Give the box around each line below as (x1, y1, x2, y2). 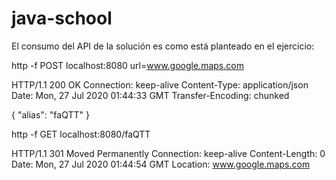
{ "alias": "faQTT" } (11, 108, 90, 121)
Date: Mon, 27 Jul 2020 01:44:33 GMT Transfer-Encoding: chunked (11, 89, 290, 101)
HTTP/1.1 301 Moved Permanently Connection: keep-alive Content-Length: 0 (11, 147, 326, 159)
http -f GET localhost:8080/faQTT (11, 128, 151, 140)
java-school (11, 7, 113, 30)
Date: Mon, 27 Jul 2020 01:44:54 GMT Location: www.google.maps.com (11, 158, 311, 170)
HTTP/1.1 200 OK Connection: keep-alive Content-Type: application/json (11, 78, 309, 91)
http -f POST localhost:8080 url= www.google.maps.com (11, 59, 244, 71)
